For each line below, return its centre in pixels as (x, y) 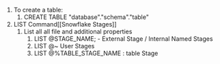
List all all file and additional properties (78, 31)
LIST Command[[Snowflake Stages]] (65, 24)
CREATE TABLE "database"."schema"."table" (86, 17)
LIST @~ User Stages (64, 46)
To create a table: (38, 10)
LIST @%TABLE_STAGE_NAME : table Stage (96, 53)
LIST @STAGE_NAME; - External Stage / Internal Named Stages (123, 39)
